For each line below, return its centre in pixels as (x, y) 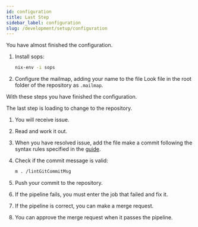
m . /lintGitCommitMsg (43, 172)
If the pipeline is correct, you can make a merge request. (84, 206)
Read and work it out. (41, 131)
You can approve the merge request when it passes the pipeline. (94, 217)
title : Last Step (28, 17)
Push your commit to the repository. (59, 183)
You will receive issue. (42, 120)
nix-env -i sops (35, 68)
